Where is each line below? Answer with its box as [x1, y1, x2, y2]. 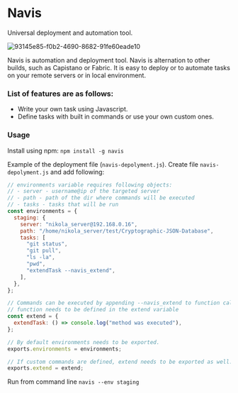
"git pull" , [25, 247, 62, 255]
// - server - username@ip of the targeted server [7, 188, 160, 195]
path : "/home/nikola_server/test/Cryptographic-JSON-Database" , [20, 227, 214, 235]
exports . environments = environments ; [7, 345, 122, 353]
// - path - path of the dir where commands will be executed [7, 194, 195, 201]
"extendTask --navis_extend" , [25, 267, 115, 274]
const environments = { [7, 208, 78, 215]
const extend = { [7, 313, 59, 320]
